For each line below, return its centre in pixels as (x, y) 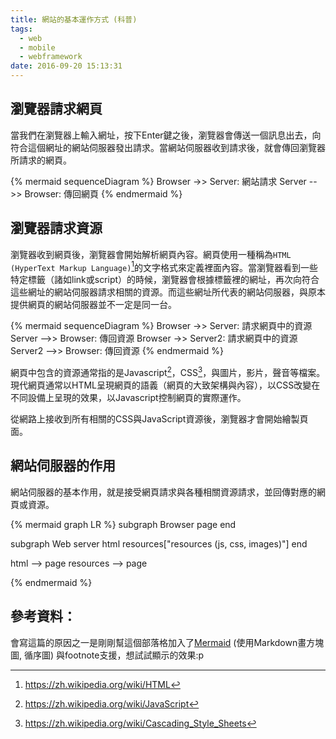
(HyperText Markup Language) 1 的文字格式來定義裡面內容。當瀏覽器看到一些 (164, 266)
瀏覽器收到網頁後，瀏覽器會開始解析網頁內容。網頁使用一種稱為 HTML (151, 254)
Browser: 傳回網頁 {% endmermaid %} (103, 193)
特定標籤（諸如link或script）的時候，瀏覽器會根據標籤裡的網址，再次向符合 (165, 280)
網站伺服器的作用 (63, 466)
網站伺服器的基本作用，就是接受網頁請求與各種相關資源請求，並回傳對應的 (163, 492)
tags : (21, 29)
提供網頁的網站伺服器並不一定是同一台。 (93, 305)
